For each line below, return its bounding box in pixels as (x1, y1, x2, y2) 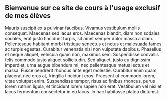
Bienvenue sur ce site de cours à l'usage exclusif (5, 4, 161, 12)
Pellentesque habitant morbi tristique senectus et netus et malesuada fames (5, 41, 162, 47)
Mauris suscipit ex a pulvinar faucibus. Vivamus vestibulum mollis (5, 25, 140, 31)
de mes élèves (5, 12, 51, 20)
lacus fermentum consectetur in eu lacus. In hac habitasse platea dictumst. (5, 88, 160, 94)
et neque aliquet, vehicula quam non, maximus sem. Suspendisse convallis (5, 51, 159, 57)
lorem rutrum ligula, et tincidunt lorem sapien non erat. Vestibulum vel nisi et (5, 83, 162, 89)
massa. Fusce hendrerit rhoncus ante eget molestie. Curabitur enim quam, (5, 67, 158, 73)
